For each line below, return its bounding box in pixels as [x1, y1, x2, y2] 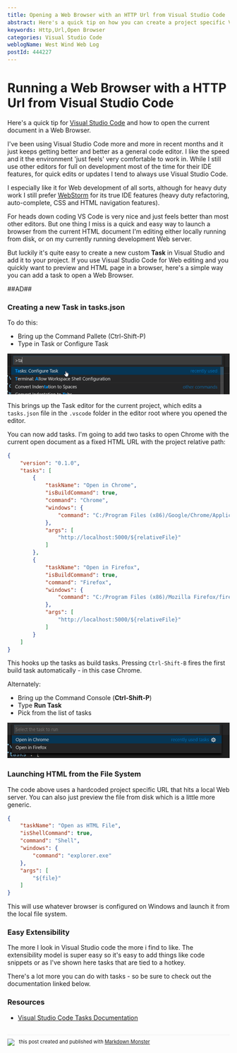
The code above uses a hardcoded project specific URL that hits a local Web [7, 785, 230, 793]
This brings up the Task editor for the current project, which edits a [7, 401, 202, 409]
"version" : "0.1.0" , [20, 460, 80, 467]
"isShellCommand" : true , [20, 830, 93, 837]
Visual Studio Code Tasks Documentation [17, 1013, 139, 1022]
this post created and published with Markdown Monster [18, 1038, 150, 1045]
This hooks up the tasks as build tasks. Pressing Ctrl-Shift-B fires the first [7, 658, 226, 668]
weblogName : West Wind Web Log [7, 41, 99, 49]
